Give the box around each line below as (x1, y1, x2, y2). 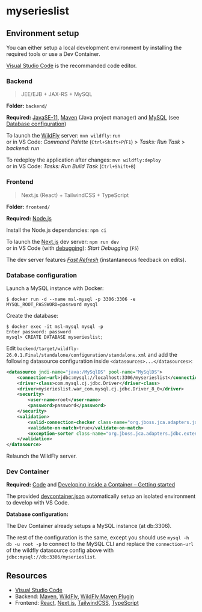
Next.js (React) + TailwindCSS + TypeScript (20, 191, 129, 199)
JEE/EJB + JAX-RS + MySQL (20, 91, 93, 98)
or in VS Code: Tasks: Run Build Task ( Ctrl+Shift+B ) (6, 163, 136, 170)
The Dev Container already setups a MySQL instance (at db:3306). (6, 523, 172, 530)
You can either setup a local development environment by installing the (6, 44, 182, 51)
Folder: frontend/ (6, 203, 50, 210)
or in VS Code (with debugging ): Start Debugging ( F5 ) (6, 244, 139, 252)
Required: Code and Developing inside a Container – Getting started (6, 481, 176, 488)
